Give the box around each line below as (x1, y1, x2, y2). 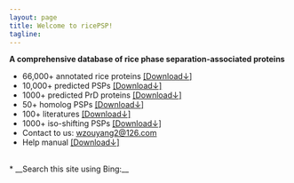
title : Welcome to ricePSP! (9, 21, 114, 30)
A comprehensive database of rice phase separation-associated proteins (9, 54, 286, 65)
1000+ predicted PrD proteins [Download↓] (21, 90, 182, 100)
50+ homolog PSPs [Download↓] (21, 99, 145, 110)
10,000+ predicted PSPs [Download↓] (21, 81, 163, 91)
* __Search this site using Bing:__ (9, 163, 130, 174)
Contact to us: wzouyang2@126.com (21, 128, 157, 139)
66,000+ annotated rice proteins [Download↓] (21, 71, 193, 82)
